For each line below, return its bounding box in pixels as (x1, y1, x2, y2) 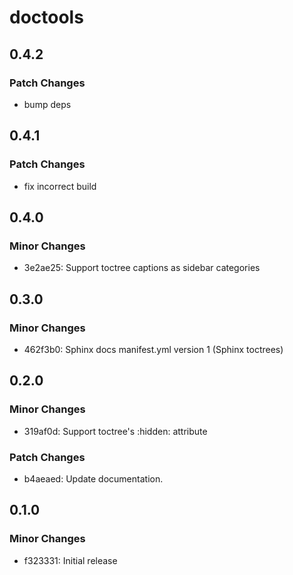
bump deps (23, 98, 72, 110)
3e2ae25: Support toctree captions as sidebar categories (23, 262, 261, 274)
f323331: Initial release (23, 554, 118, 566)
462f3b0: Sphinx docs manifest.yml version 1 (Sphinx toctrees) (23, 343, 284, 355)
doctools (9, 6, 84, 29)
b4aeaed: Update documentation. (23, 472, 164, 485)
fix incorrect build (23, 180, 97, 192)
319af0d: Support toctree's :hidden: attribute (23, 425, 208, 437)
